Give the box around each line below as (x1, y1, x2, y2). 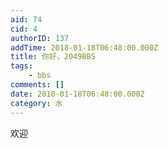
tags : (10, 61, 33, 71)
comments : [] (10, 80, 65, 90)
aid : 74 (10, 14, 43, 25)
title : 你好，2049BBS (10, 52, 96, 62)
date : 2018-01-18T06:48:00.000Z (10, 89, 145, 99)
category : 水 (10, 98, 63, 108)
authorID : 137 (10, 33, 70, 43)
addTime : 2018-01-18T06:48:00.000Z (10, 42, 159, 53)
